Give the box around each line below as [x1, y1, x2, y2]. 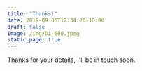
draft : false [7, 23, 45, 30]
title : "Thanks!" [7, 10, 58, 18]
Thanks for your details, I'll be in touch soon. [7, 56, 136, 64]
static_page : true [7, 37, 61, 44]
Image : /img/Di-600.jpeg [7, 30, 80, 37]
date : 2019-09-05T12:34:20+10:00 [7, 17, 105, 24]
